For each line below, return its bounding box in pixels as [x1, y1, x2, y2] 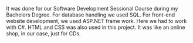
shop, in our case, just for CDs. [6, 30, 81, 37]
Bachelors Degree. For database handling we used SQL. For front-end [6, 11, 175, 18]
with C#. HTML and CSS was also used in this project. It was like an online [6, 24, 185, 31]
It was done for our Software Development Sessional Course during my [6, 5, 178, 12]
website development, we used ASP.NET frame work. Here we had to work [6, 18, 187, 24]
